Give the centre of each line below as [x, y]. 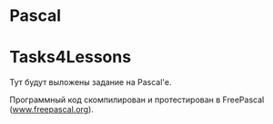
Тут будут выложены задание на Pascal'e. [91, 82]
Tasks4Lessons [71, 57]
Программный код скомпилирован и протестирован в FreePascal [137, 100]
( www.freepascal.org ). [51, 110]
